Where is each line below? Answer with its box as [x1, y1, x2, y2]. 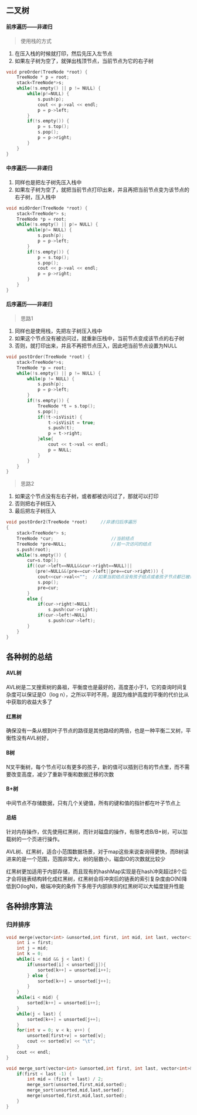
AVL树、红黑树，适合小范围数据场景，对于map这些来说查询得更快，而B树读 [6, 848, 189, 855]
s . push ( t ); [47, 425, 75, 431]
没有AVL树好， [16, 735, 52, 742]
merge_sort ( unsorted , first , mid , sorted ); [27, 1082, 127, 1088]
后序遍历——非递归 [6, 301, 53, 308]
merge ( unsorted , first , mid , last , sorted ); [27, 1093, 127, 1099]
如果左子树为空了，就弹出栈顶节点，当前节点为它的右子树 [14, 57, 154, 64]
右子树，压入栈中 [14, 193, 56, 200]
